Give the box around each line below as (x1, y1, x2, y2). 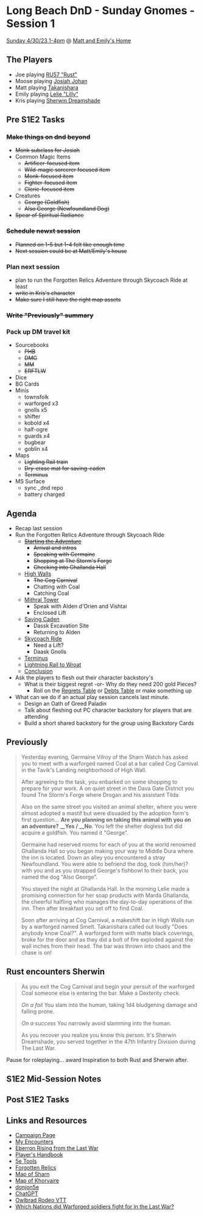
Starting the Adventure (24, 538, 82, 545)
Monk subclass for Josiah (15, 147, 80, 154)
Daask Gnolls (33, 648, 67, 656)
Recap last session (15, 525, 63, 532)
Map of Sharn (15, 1171, 50, 1178)
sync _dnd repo (24, 484, 63, 492)
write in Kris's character (15, 290, 76, 297)
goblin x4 (24, 445, 48, 453)
